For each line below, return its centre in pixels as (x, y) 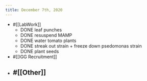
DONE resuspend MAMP (46, 35)
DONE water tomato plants (48, 40)
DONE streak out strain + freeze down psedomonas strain (81, 46)
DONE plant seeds (40, 51)
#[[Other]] (29, 73)
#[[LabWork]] (27, 24)
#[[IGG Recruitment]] (35, 57)
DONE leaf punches (41, 30)
